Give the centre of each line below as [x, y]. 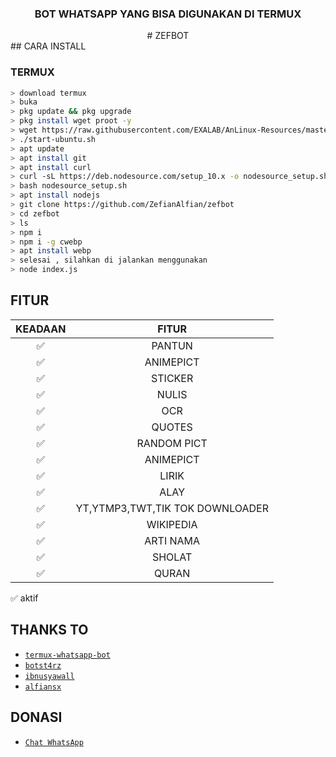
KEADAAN [41, 329]
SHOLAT [172, 557]
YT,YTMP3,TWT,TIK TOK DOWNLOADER [172, 508]
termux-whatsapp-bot [67, 655]
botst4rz [43, 665]
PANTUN [172, 345]
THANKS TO [49, 630]
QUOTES [172, 427]
